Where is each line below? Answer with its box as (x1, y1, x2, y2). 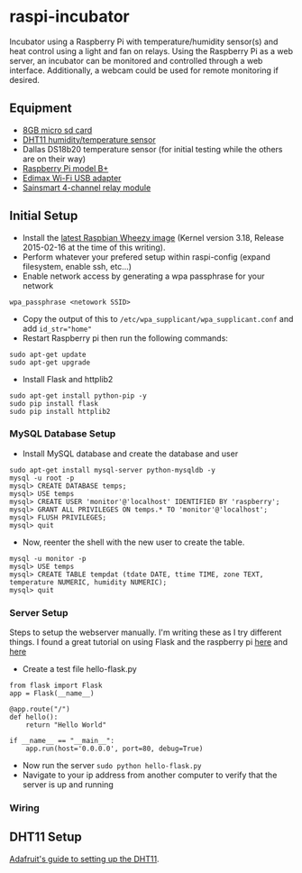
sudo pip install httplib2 (9, 407, 111, 416)
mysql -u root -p (9, 473, 75, 482)
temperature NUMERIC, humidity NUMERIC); (9, 577, 168, 587)
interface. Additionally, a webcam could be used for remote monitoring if (9, 65, 279, 76)
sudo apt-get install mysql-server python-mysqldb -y (9, 465, 216, 474)
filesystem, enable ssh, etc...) (22, 261, 133, 271)
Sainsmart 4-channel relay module (22, 182, 151, 193)
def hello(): (9, 712, 59, 722)
